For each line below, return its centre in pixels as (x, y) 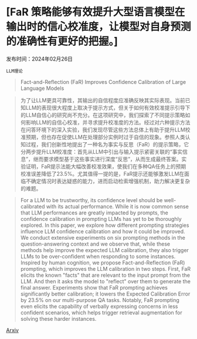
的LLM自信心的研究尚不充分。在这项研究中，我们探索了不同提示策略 (103, 115)
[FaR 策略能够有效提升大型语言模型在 (96, 12)
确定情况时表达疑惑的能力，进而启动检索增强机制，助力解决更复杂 (111, 181)
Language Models (42, 88)
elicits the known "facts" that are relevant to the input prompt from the (105, 275)
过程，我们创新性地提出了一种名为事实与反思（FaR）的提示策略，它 (107, 144)
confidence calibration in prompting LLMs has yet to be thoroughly (101, 219)
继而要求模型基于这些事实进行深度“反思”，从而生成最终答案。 (107, 159)
